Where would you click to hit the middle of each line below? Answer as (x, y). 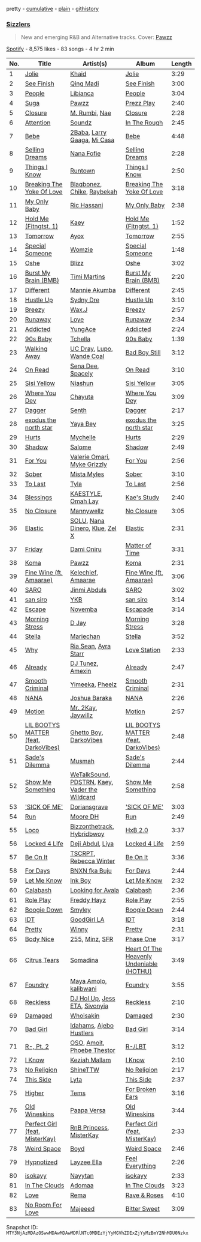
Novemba (83, 609)
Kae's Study (142, 498)
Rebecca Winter (92, 861)
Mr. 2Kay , (83, 708)
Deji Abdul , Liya (92, 844)
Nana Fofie (85, 154)
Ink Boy (80, 881)
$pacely (81, 374)
